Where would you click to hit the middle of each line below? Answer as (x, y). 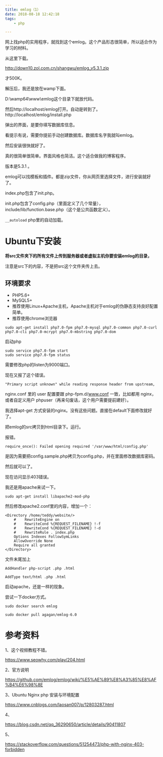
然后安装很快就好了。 (26, 146)
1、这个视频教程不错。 (27, 650)
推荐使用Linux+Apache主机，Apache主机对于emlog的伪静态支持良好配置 (85, 306)
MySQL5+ (22, 300)
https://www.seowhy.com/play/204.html (45, 659)
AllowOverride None (33, 541)
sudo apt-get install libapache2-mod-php (48, 497)
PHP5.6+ (21, 295)
